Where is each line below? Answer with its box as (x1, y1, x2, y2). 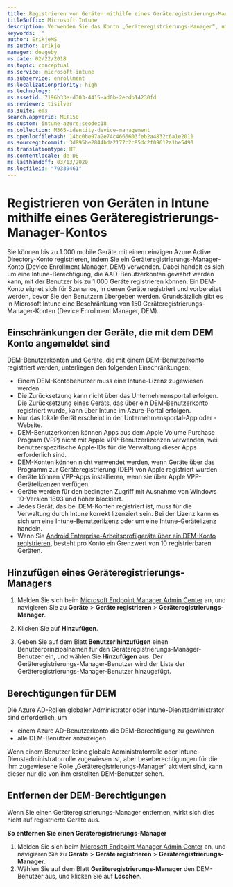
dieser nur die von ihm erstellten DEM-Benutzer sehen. (7, 770, 164, 778)
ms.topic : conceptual (7, 62, 70, 69)
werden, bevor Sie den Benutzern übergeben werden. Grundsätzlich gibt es (7, 292, 223, 300)
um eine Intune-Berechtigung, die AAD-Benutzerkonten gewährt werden (7, 270, 214, 278)
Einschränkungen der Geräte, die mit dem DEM (7, 326, 214, 338)
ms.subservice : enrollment (7, 74, 85, 82)
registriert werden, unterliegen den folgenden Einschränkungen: (7, 363, 191, 372)
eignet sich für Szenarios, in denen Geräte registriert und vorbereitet (25, 284, 221, 292)
